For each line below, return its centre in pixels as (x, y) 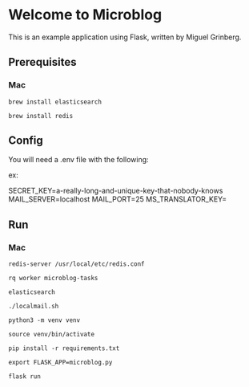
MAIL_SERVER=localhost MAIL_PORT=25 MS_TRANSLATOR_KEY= (118, 199)
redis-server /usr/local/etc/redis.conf (77, 264)
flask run (25, 377)
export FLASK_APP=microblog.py (60, 363)
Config (26, 141)
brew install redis (41, 116)
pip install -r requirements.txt (64, 348)
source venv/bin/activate (51, 335)
